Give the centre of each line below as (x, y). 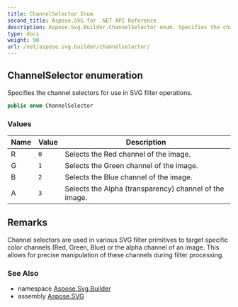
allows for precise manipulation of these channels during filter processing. (116, 255)
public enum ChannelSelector (50, 106)
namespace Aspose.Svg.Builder (64, 289)
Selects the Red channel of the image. (128, 154)
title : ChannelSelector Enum (50, 14)
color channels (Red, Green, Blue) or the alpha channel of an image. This (113, 247)
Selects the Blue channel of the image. (129, 177)
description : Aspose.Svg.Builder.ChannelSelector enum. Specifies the (114, 27)
